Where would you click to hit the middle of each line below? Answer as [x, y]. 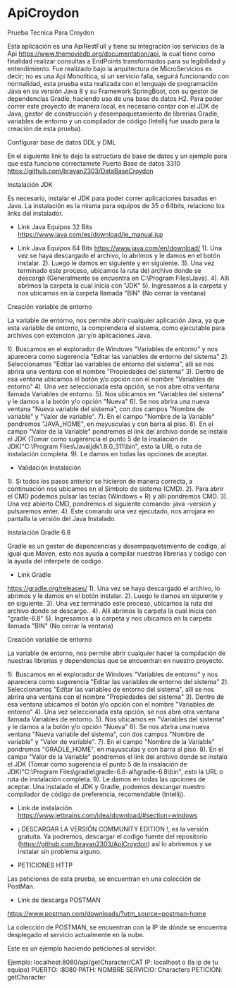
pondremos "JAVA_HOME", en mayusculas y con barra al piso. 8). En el [110, 424]
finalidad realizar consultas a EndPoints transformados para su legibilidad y [117, 61]
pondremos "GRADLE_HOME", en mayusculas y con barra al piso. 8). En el [116, 749]
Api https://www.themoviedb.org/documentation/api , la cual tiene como [111, 54]
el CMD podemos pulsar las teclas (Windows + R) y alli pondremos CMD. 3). [118, 496]
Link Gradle [34, 574]
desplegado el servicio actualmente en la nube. [76, 934]
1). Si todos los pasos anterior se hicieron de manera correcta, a [100, 481]
